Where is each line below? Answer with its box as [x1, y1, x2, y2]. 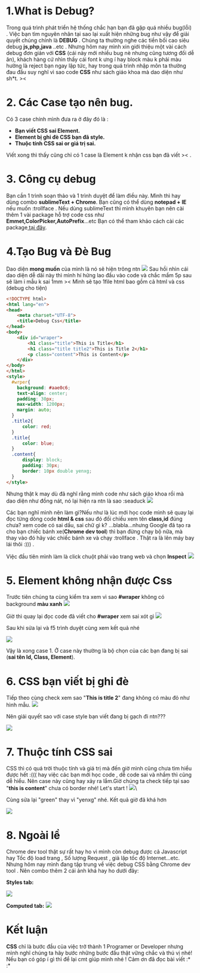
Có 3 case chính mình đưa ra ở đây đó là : [6, 115, 109, 123]
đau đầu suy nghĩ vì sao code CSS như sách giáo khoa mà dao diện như [6, 68, 183, 75]
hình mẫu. [6, 701, 31, 709]
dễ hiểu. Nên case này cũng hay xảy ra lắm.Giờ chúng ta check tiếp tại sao [6, 778, 190, 785]
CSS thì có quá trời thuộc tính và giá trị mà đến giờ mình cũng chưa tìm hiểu [6, 765, 192, 772]
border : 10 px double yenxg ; [21, 468, 93, 474]
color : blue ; [21, 440, 55, 446]
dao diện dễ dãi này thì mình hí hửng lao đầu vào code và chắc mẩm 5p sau [6, 271, 192, 279]
